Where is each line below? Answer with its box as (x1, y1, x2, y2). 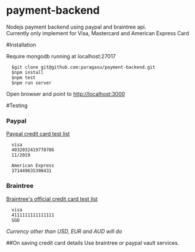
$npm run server (11, 80, 52, 86)
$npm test (11, 74, 36, 80)
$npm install (11, 69, 44, 75)
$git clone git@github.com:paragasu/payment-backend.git (11, 64, 156, 70)
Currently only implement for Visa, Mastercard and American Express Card (6, 29, 189, 36)
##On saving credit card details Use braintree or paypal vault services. (6, 239, 180, 246)
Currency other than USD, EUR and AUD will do (6, 228, 122, 235)
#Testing (6, 102, 28, 109)
